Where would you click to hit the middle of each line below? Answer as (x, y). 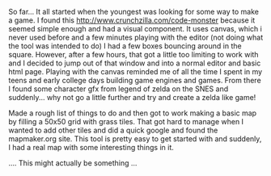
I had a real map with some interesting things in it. (91, 147)
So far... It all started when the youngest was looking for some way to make (133, 12)
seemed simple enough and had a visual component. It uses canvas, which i (135, 29)
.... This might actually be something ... (73, 163)
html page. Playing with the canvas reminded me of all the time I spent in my (135, 71)
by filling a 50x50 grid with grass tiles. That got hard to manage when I (126, 122)
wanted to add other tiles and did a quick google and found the (113, 130)
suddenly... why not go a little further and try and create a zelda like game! (132, 97)
